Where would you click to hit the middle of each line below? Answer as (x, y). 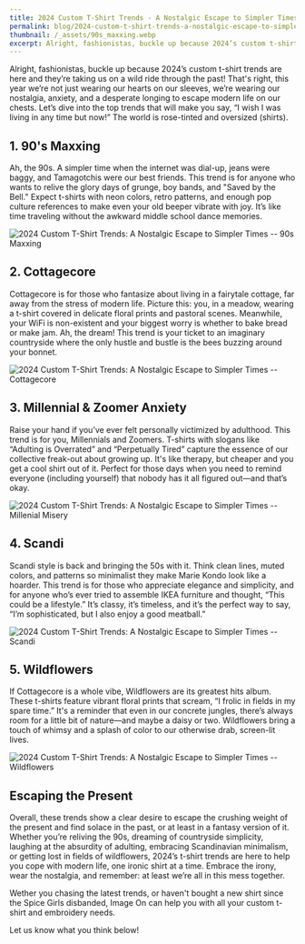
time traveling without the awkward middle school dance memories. (136, 216)
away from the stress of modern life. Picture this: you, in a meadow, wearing (152, 303)
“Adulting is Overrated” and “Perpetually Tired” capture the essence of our (149, 449)
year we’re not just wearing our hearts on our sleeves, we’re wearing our (145, 88)
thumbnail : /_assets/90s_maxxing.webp (83, 35)
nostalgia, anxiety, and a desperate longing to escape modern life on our (145, 98)
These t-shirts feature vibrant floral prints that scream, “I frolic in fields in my (152, 701)
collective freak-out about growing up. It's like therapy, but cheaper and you (152, 458)
